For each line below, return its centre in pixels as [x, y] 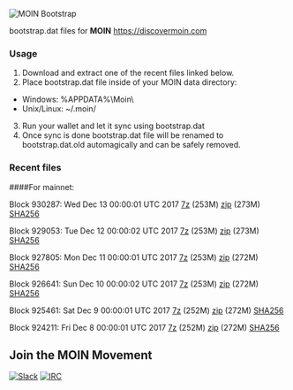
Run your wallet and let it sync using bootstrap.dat [113, 126]
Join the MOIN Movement [81, 355]
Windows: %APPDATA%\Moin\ [78, 99]
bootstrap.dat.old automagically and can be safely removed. [131, 145]
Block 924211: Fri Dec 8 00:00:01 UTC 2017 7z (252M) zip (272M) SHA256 [144, 327]
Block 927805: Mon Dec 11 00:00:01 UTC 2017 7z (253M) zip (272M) [134, 257]
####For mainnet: [42, 187]
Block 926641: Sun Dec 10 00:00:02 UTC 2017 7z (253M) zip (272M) [134, 284]
